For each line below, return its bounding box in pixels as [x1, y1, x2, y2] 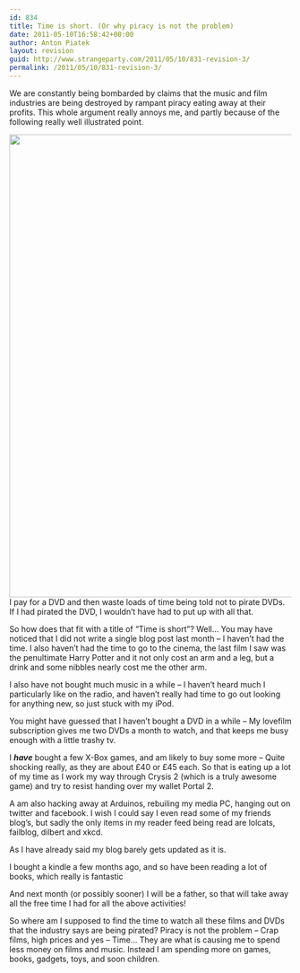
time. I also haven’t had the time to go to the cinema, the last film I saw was [9, 643, 287, 653]
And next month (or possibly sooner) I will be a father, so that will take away [9, 888, 289, 898]
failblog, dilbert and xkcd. [9, 827, 103, 837]
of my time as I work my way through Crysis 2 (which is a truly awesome [9, 771, 278, 782]
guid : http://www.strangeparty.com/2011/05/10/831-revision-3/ [9, 55, 251, 64]
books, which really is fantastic [9, 871, 124, 881]
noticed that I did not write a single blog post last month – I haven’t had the [9, 633, 285, 644]
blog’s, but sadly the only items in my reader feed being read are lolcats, [9, 817, 276, 828]
